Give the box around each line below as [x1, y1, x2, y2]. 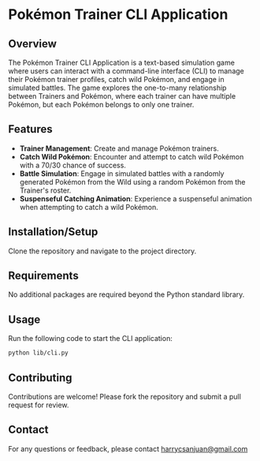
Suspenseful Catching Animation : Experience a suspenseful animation [19, 193, 252, 203]
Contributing [8, 371, 72, 384]
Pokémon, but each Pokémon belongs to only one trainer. [8, 100, 195, 109]
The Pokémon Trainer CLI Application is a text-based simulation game [8, 58, 235, 67]
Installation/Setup [8, 225, 98, 238]
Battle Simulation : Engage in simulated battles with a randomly [19, 168, 225, 178]
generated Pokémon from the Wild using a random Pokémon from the [19, 177, 246, 186]
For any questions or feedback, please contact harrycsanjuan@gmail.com [8, 444, 248, 453]
